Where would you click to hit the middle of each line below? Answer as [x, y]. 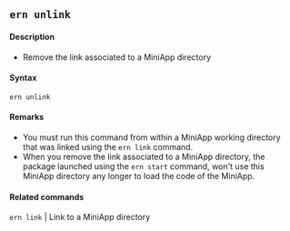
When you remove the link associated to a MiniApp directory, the [144, 156]
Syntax [23, 78]
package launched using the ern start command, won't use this [144, 166]
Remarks [27, 117]
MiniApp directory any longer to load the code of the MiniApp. [139, 176]
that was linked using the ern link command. [108, 147]
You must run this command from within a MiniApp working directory [151, 137]
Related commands [47, 196]
